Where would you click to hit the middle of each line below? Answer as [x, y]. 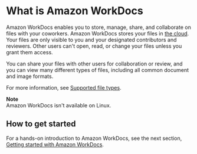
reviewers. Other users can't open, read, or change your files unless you [94, 46]
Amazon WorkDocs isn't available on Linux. [59, 105]
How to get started [41, 124]
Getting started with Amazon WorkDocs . [55, 144]
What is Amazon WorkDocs [75, 11]
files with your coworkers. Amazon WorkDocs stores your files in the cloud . [98, 33]
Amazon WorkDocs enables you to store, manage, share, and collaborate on [99, 27]
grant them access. [29, 52]
